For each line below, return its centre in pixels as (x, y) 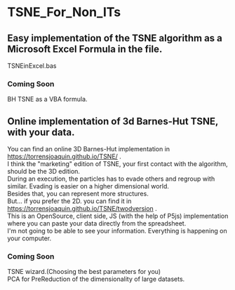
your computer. (29, 238)
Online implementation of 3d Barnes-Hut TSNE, (113, 121)
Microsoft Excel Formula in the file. (85, 49)
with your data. (41, 132)
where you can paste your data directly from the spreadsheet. (97, 223)
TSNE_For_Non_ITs (64, 12)
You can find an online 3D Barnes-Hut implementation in (89, 149)
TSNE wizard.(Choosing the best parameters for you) (84, 272)
